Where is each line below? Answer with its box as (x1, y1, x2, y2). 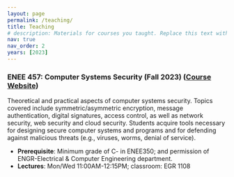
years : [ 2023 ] (7, 49, 49, 56)
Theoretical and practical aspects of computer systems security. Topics (7, 97, 213, 105)
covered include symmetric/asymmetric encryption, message (7, 104, 183, 112)
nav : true (7, 36, 36, 43)
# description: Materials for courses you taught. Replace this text (7, 29, 214, 37)
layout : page (7, 10, 45, 17)
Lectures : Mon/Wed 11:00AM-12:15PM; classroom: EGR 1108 (17, 162, 191, 171)
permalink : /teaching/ (7, 17, 73, 24)
